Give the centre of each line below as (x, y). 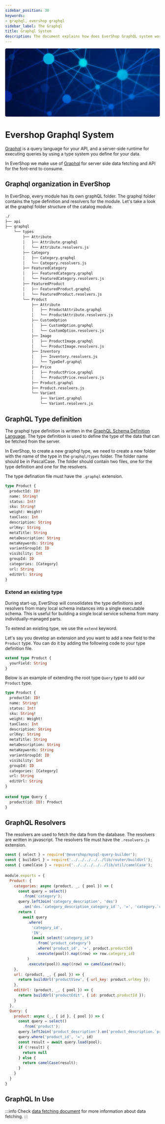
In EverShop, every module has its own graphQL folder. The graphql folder (80, 196)
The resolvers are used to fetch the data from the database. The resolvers (80, 835)
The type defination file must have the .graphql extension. (64, 476)
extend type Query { (26, 797)
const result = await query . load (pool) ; (60, 1042)
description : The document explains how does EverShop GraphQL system (79, 37)
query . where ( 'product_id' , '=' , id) (55, 1037)
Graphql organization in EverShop (58, 184)
